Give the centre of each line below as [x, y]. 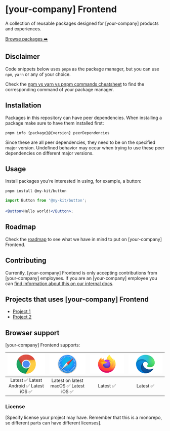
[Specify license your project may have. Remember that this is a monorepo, [84, 418]
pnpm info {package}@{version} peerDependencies [57, 133]
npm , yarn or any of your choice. [38, 74]
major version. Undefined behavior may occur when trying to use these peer [85, 147]
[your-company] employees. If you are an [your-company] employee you [81, 278]
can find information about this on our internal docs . [59, 283]
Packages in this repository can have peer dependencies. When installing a [84, 117]
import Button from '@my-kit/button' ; [46, 201]
